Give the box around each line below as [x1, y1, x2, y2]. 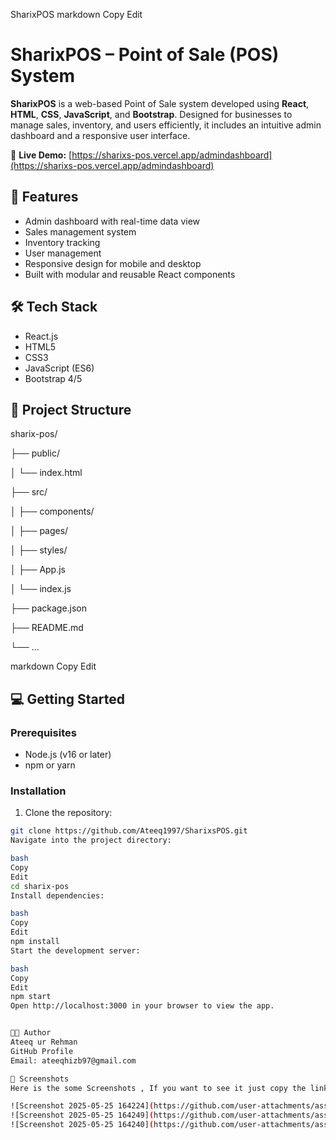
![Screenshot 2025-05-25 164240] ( [10, 1120, 155, 1130]
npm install [10, 937, 60, 947]
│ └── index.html [10, 467, 83, 479]
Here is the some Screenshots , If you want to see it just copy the [10, 1083, 307, 1093]
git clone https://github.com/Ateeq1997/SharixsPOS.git [10, 826, 248, 836]
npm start [10, 992, 52, 1002]
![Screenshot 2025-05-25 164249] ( [10, 1110, 155, 1121]
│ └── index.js [10, 583, 72, 595]
